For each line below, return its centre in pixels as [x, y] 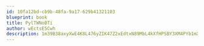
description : [23, 34]
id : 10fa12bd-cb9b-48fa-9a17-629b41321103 [61, 12]
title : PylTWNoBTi [29, 23]
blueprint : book [27, 17]
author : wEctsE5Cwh [31, 28]
